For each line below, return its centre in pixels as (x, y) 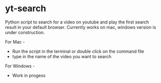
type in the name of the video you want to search (62, 56)
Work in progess (29, 75)
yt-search (26, 9)
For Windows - (20, 66)
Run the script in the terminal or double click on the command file (78, 51)
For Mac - (15, 41)
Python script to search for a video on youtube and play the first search (77, 22)
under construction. (25, 32)
